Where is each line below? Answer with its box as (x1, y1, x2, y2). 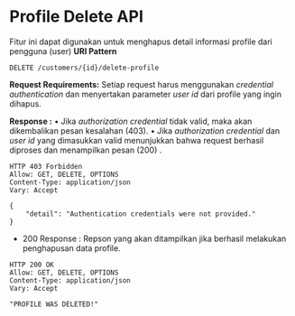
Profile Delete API (9, 6, 144, 27)
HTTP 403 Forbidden (9, 162, 83, 171)
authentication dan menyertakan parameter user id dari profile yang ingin (9, 88, 282, 99)
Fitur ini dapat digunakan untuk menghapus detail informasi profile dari (9, 36, 272, 47)
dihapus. (9, 98, 42, 109)
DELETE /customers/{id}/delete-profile (9, 63, 160, 72)
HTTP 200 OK (9, 260, 54, 269)
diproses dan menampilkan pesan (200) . (9, 144, 162, 155)
